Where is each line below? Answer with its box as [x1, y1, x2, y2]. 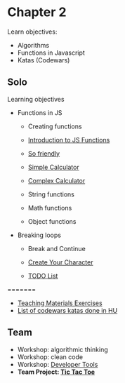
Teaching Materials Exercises [17, 299, 103, 307]
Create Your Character [27, 257, 93, 267]
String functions [27, 190, 75, 199]
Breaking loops [17, 231, 62, 239]
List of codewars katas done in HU [17, 306, 118, 314]
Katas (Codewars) [17, 55, 70, 64]
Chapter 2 [7, 4, 67, 20]
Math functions [27, 203, 72, 212]
